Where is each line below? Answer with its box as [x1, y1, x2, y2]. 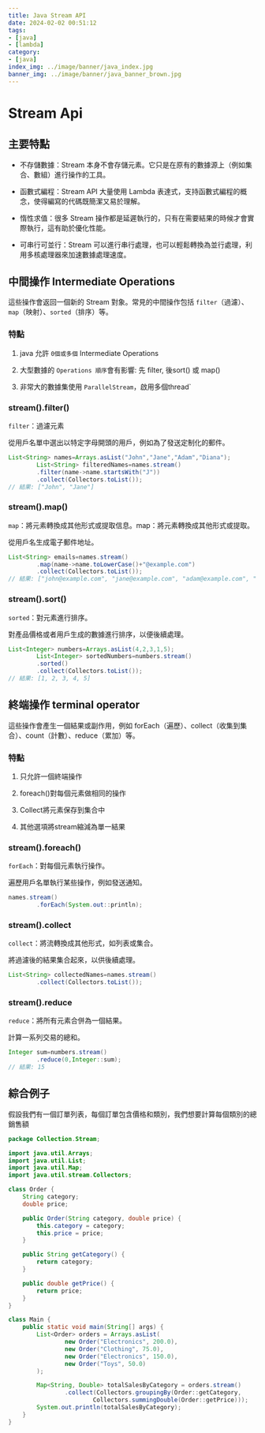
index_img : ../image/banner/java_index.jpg [8, 63, 154, 71]
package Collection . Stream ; [8, 1135, 101, 1143]
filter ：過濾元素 [8, 421, 65, 431]
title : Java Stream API [8, 11, 87, 20]
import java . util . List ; [8, 1157, 87, 1165]
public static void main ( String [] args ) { [22, 1323, 164, 1331]
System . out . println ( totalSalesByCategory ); [36, 1404, 181, 1412]
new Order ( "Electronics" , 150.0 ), [64, 1353, 178, 1360]
